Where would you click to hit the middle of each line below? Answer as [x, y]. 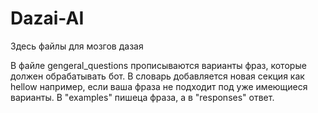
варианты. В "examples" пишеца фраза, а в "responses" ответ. [142, 97]
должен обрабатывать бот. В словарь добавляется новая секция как [157, 76]
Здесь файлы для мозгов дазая [77, 46]
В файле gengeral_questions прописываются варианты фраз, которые [158, 65]
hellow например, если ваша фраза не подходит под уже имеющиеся [159, 86]
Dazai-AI [47, 18]
